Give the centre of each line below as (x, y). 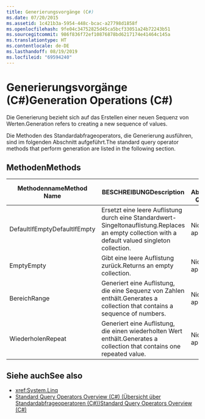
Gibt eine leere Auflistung (138, 258)
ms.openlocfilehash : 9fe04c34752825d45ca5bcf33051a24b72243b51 (88, 29)
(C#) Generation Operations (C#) (90, 100)
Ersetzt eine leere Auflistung (142, 210)
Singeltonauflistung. (130, 225)
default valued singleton (136, 241)
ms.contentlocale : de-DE (38, 46)
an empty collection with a (139, 233)
